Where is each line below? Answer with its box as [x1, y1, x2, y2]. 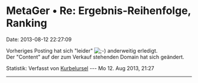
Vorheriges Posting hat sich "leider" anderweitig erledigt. [6, 47, 158, 54]
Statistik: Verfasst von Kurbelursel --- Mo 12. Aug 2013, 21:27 [6, 64, 154, 71]
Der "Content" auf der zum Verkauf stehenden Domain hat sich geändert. [6, 53, 184, 60]
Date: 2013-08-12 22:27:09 [6, 36, 72, 43]
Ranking [6, 16, 47, 30]
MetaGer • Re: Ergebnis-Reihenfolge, [6, 4, 192, 18]
